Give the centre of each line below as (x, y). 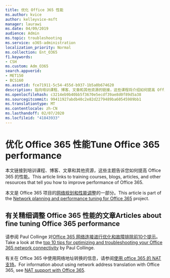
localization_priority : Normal (38, 48)
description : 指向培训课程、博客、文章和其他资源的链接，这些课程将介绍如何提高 (80, 90)
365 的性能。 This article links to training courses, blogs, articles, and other (83, 176)
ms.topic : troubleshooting (34, 38)
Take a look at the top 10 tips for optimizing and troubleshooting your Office (84, 242)
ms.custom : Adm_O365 (27, 66)
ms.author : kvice (24, 15)
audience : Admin (22, 33)
